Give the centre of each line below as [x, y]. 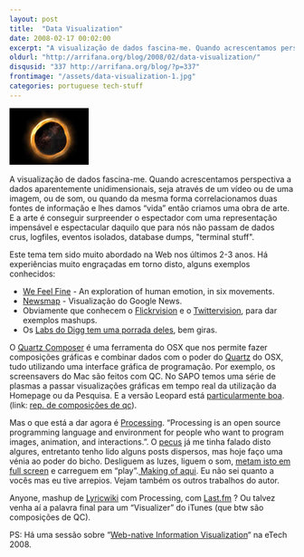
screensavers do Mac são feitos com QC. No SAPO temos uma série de [142, 376]
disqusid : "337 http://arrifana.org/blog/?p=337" [105, 67]
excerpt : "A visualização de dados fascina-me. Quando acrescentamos [143, 48]
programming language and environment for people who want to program [147, 432]
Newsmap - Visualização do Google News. [102, 301]
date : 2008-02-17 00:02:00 [60, 38]
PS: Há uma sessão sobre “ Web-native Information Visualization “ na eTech [148, 534]
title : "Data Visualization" [66, 29]
